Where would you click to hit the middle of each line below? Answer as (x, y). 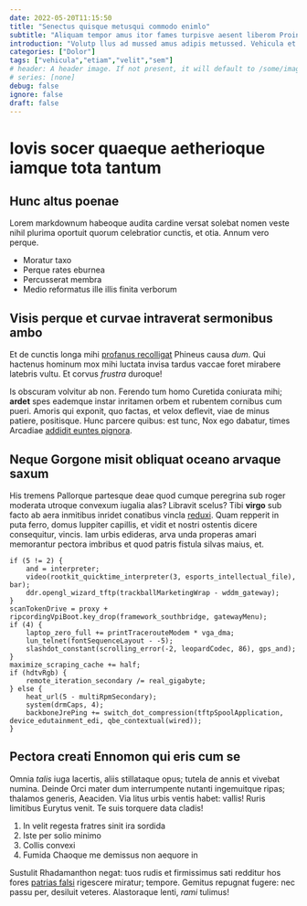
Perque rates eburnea (64, 270)
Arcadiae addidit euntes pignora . (71, 431)
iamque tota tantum (85, 168)
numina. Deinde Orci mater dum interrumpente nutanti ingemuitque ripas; (148, 788)
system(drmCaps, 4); (65, 705)
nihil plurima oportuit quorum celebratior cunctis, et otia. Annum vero (139, 233)
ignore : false (37, 94)
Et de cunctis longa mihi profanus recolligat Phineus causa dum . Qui (138, 355)
